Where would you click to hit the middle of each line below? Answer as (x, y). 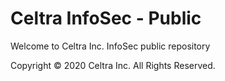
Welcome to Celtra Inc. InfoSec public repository (110, 46)
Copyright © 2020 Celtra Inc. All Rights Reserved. (113, 65)
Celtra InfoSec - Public (106, 18)
